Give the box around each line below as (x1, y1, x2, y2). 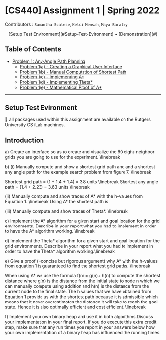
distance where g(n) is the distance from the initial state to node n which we (5, 278, 160, 284)
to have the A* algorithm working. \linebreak (5, 228, 95, 234)
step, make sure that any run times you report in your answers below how (5, 324, 155, 330)
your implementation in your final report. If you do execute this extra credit (5, 319, 157, 325)
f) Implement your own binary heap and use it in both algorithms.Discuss (5, 314, 153, 320)
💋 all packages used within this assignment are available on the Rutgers (5, 116, 151, 122)
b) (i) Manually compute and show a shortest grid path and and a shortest (5, 164, 155, 170)
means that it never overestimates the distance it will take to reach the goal (5, 299, 158, 305)
